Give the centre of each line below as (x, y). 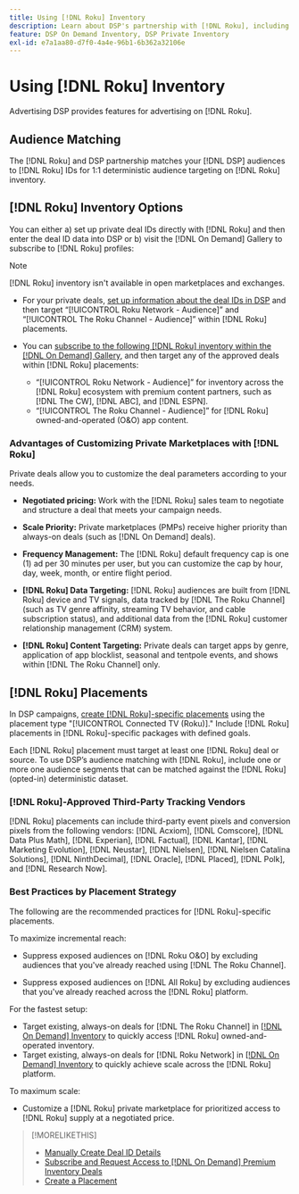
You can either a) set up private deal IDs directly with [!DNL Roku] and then (147, 229)
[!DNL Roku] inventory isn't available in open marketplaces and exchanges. (147, 283)
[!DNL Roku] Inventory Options (96, 207)
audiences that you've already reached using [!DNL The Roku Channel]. (154, 965)
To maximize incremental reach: (68, 938)
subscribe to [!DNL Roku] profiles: (72, 248)
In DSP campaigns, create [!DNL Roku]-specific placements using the (137, 714)
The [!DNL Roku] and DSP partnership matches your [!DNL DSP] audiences (147, 161)
